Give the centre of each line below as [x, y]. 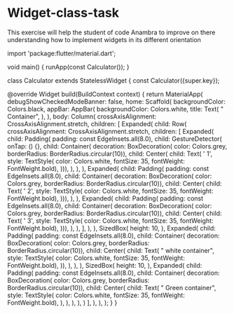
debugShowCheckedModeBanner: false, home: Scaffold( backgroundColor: [116, 101]
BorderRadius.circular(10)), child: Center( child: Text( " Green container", [112, 287]
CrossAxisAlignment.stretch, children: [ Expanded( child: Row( [97, 123]
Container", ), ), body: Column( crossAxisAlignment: [82, 116]
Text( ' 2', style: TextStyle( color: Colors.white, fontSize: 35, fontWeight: [110, 191]
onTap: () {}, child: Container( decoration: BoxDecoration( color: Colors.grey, [117, 146]
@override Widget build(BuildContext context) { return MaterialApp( [105, 94]
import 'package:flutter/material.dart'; [62, 53]
